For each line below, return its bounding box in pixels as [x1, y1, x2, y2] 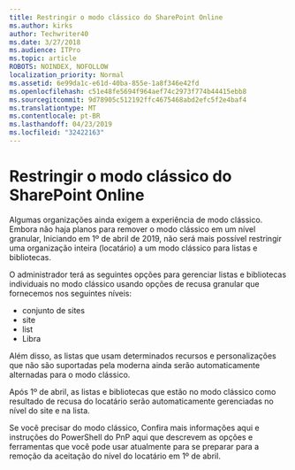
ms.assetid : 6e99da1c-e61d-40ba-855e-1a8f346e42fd [9, 79, 200, 88]
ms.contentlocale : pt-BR [9, 112, 101, 120]
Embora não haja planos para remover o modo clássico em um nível [9, 223, 256, 235]
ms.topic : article [9, 54, 77, 63]
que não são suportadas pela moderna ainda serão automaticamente [9, 359, 261, 370]
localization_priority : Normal [9, 71, 125, 80]
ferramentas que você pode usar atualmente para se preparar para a [9, 441, 260, 451]
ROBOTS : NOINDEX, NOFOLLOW [9, 63, 109, 72]
